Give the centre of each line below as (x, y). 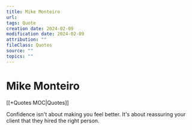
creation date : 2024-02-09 (40, 28)
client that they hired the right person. (53, 120)
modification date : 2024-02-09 (45, 34)
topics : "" (20, 56)
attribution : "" (26, 40)
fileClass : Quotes (29, 46)
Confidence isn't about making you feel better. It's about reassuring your (96, 114)
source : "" (20, 51)
